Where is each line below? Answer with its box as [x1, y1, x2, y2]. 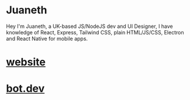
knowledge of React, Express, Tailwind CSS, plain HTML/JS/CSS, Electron [6, 28, 184, 35]
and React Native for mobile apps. [6, 35, 88, 42]
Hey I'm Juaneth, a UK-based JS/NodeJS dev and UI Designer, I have [6, 23, 174, 30]
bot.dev [6, 82, 45, 95]
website [6, 56, 46, 69]
